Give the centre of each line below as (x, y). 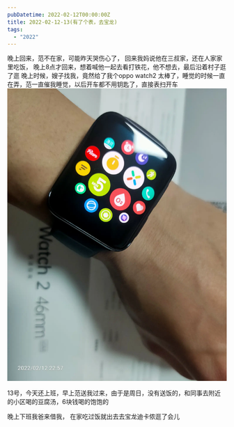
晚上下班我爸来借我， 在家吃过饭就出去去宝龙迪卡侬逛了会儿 (93, 417)
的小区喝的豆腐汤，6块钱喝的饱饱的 (58, 402)
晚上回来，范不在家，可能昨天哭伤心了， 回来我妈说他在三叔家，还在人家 (112, 59)
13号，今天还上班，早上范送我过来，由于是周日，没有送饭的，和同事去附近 (114, 393)
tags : (15, 29)
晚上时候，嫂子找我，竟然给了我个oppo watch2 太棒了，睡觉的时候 (117, 76)
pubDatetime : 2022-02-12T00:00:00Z (59, 15)
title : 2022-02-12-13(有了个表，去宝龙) (62, 22)
